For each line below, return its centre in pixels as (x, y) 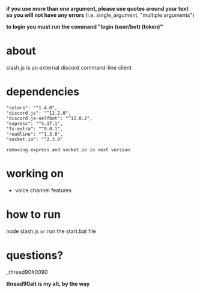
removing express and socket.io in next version (68, 150)
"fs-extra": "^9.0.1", (35, 128)
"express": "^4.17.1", (35, 123)
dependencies (43, 92)
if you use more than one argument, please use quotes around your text (97, 9)
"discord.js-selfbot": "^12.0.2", (50, 118)
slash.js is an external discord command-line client (69, 67)
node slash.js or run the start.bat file (51, 231)
